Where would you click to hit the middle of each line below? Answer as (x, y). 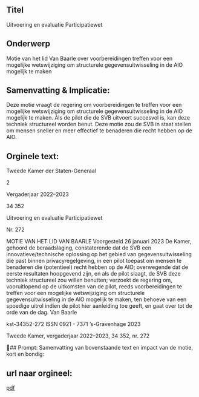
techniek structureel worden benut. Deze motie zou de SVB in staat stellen (99, 124)
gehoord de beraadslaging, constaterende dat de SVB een (79, 248)
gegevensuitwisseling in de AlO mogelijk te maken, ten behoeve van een (96, 299)
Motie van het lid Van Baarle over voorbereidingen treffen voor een (90, 58)
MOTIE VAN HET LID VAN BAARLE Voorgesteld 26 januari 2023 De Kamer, (99, 242)
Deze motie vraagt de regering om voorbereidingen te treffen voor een (94, 105)
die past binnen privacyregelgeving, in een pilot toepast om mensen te (94, 261)
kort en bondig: (25, 354)
